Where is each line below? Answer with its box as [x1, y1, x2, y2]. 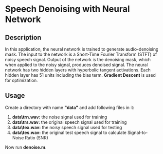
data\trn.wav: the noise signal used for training [12, 114, 108, 120]
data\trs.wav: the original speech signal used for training [12, 119, 127, 125]
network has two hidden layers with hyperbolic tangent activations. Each [5, 67, 151, 73]
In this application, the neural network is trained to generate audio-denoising [5, 46, 159, 52]
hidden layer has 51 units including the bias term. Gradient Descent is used [5, 72, 156, 78]
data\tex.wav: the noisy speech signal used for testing [12, 124, 123, 130]
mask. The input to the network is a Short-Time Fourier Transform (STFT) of [5, 51, 157, 57]
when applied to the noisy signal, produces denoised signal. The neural [5, 62, 148, 67]
